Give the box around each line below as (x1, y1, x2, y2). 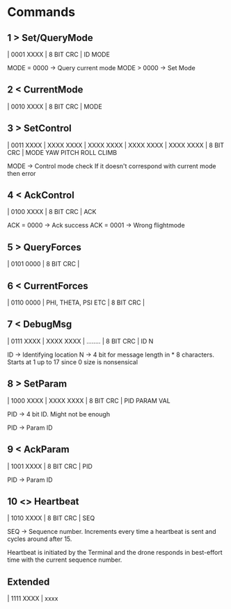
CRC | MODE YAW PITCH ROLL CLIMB (7, 148, 117, 156)
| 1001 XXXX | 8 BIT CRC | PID (7, 462, 93, 470)
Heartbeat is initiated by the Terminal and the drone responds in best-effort (7, 549, 223, 557)
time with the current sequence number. (7, 555, 122, 564)
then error (7, 169, 36, 177)
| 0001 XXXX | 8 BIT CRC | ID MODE (7, 50, 110, 58)
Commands (7, 4, 76, 20)
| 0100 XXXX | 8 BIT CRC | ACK (7, 208, 97, 216)
